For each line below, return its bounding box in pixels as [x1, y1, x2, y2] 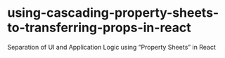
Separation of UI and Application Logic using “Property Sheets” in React [7, 43, 217, 51]
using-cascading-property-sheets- [7, 5, 219, 21]
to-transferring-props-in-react [7, 20, 191, 36]
